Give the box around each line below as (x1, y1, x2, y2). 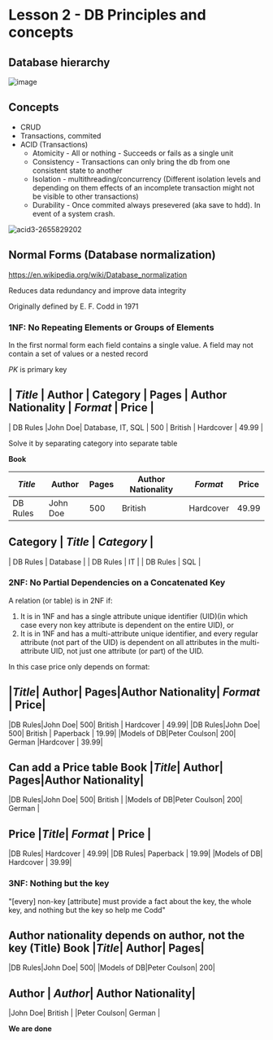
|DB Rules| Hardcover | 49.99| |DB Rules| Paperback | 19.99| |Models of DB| (8, 849, 263, 858)
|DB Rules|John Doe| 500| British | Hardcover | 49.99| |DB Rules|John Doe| (8, 719, 261, 730)
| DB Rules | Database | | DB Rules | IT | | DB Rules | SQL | (8, 556, 201, 567)
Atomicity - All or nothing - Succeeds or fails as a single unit (32, 148, 234, 158)
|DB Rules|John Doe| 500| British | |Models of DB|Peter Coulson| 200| (8, 795, 243, 805)
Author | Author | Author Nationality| (8, 986, 197, 1000)
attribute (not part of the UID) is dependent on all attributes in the (19, 637, 239, 647)
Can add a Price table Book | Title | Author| (8, 761, 223, 775)
